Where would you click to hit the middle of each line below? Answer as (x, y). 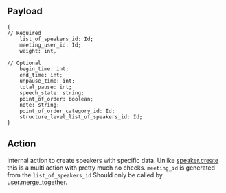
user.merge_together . (37, 182)
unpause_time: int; (47, 81)
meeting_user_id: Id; (50, 45)
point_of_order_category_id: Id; (67, 111)
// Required (24, 33)
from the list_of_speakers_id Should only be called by (85, 175)
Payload (25, 11)
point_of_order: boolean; (57, 99)
